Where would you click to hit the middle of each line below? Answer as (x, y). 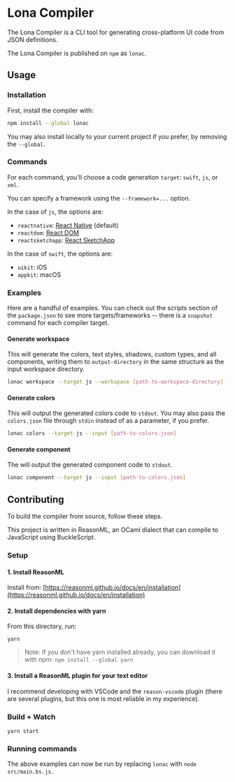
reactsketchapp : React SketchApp (66, 240)
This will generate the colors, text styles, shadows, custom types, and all (112, 354)
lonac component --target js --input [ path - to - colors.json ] (97, 478)
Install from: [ (26, 588)
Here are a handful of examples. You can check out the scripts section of (113, 308)
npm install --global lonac (48, 123)
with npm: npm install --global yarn (79, 660)
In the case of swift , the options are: (60, 254)
